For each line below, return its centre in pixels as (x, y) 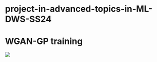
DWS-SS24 (28, 19)
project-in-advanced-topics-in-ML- (79, 9)
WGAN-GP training (44, 41)
